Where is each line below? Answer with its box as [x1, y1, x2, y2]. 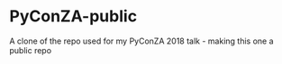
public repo [9, 44, 52, 55]
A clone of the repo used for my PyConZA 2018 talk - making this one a [9, 36, 274, 46]
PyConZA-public [9, 6, 138, 27]
